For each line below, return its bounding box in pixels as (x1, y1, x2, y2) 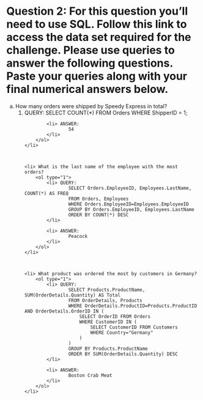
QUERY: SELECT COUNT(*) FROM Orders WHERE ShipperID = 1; (24, 109, 188, 116)
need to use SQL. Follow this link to (6, 17, 187, 31)
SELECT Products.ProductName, (68, 286, 146, 293)
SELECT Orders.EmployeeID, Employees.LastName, (68, 185, 192, 191)
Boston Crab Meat (68, 372, 113, 379)
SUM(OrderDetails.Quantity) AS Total (24, 292, 121, 298)
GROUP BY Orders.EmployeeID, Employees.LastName (68, 206, 194, 212)
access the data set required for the (6, 31, 191, 44)
